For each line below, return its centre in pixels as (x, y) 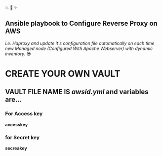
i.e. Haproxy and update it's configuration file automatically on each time (80, 43)
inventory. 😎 (18, 53)
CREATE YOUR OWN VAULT (63, 74)
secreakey (16, 148)
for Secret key (22, 137)
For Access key (24, 114)
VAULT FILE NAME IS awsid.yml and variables (77, 92)
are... (14, 100)
